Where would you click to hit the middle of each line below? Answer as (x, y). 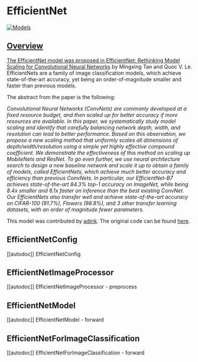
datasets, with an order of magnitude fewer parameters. (75, 209)
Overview (25, 46)
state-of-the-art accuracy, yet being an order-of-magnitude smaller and (94, 79)
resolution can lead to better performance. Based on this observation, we (96, 134)
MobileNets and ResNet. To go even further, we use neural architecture (94, 159)
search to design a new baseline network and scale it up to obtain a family (98, 165)
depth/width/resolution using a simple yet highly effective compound (91, 146)
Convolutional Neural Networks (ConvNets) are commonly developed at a (97, 109)
